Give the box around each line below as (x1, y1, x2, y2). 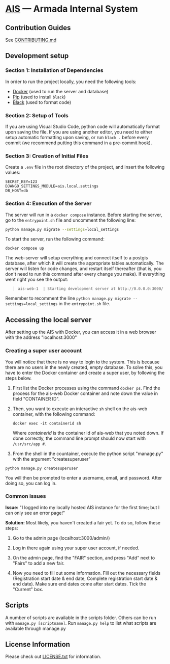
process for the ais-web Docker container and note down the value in (12, 390, 158, 396)
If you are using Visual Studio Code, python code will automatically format (5, 123, 160, 129)
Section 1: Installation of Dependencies (5, 67, 104, 74)
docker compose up (5, 246, 44, 251)
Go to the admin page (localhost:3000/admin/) (12, 535, 110, 541)
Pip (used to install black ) (12, 94, 66, 100)
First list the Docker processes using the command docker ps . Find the (12, 385, 161, 391)
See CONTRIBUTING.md (5, 37, 57, 43)
